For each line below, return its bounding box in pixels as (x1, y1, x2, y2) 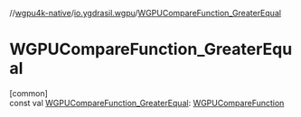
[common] (9, 87, 48, 98)
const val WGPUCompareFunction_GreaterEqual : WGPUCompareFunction (9, 97, 285, 108)
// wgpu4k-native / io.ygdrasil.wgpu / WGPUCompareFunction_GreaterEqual (9, 8, 282, 18)
